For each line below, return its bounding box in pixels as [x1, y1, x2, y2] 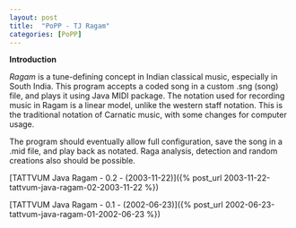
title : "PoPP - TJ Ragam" [9, 21, 110, 30]
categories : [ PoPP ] [9, 30, 83, 38]
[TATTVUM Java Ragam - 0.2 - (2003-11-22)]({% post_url [9, 173, 222, 183]
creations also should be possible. [9, 156, 136, 166]
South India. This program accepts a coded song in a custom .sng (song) [9, 81, 279, 92]
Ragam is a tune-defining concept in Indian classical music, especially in [9, 72, 278, 82]
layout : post [9, 13, 58, 22]
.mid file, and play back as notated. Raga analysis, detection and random [9, 146, 278, 156]
